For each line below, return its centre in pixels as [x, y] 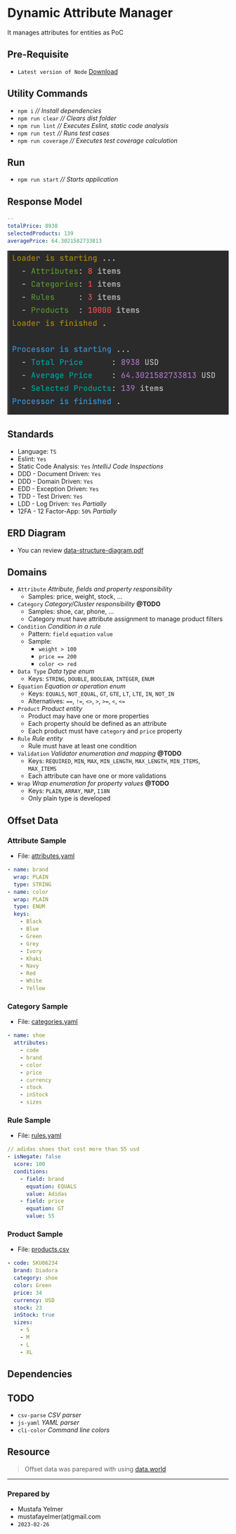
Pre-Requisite [38, 55]
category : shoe [36, 1278]
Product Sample [35, 1234]
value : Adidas [47, 1194]
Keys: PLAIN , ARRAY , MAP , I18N [69, 791]
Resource [29, 1452]
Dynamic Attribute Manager [90, 13]
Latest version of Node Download [67, 71]
